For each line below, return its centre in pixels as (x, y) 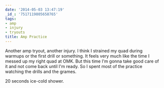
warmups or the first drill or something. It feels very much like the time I (77, 56)
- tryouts (15, 32)
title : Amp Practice (26, 37)
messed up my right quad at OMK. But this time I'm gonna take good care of (82, 61)
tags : (11, 19)
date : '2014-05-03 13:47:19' (35, 10)
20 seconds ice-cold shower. (35, 81)
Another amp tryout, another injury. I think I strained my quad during (74, 51)
